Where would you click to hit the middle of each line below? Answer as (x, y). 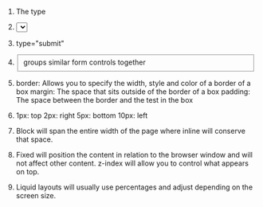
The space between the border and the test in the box (104, 100)
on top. (27, 171)
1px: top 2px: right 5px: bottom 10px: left (82, 115)
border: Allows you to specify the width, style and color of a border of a (133, 83)
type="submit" (40, 43)
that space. (34, 139)
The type (31, 12)
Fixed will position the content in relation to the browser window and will (134, 154)
